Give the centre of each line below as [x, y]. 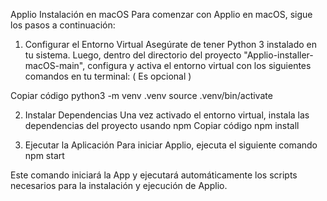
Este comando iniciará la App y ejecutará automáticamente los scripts [154, 175]
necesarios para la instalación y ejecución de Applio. [119, 185]
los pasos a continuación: [63, 25]
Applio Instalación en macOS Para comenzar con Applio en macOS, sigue [161, 14]
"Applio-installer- [278, 55]
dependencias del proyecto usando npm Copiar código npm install [162, 125]
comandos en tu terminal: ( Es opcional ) [108, 76]
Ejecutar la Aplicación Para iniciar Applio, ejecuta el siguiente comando [171, 145]
